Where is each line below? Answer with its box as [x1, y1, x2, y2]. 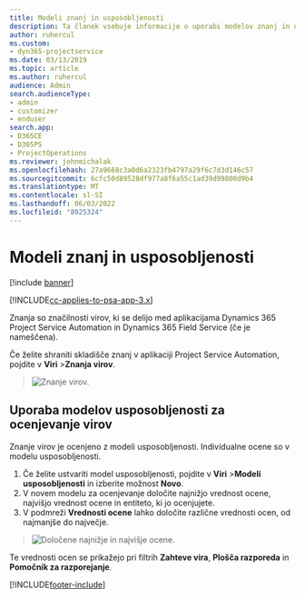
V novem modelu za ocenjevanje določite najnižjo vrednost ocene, [22, 487, 271, 498]
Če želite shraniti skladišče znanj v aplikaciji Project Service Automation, [9, 349, 280, 360]
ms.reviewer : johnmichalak [9, 156, 112, 166]
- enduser [9, 115, 47, 124]
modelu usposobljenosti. [9, 451, 102, 462]
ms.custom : [9, 38, 51, 48]
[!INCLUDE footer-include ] [9, 579, 106, 590]
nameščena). [9, 331, 59, 342]
